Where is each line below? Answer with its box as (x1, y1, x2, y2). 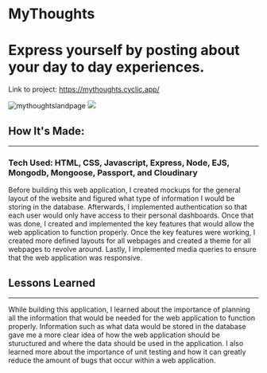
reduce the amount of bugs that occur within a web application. (8, 355, 216, 365)
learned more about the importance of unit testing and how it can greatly (8, 347, 246, 357)
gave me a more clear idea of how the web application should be (8, 330, 221, 340)
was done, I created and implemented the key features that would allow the (8, 219, 254, 229)
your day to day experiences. (8, 58, 205, 77)
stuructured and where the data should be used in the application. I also (8, 339, 244, 348)
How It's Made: (8, 124, 85, 138)
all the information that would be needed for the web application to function (8, 313, 256, 323)
